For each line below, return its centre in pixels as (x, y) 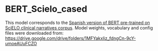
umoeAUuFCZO (21, 43)
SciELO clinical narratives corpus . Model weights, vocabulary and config (79, 27)
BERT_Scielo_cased (46, 9)
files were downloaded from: (34, 33)
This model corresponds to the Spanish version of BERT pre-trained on (78, 23)
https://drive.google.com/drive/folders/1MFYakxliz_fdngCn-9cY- (71, 38)
